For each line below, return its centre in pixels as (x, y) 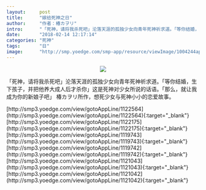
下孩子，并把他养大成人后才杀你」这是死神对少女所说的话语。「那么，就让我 (102, 89)
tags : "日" (28, 46)
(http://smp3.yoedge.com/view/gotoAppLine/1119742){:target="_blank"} (97, 154)
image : (15, 52)
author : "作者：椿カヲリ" (42, 23)
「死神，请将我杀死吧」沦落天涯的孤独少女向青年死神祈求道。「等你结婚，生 (102, 81)
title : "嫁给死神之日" (39, 18)
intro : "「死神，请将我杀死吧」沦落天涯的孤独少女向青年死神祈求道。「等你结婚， (103, 29)
